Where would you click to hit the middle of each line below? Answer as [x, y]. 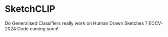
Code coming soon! [38, 28]
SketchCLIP [30, 9]
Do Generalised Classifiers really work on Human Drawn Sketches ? [76, 23]
